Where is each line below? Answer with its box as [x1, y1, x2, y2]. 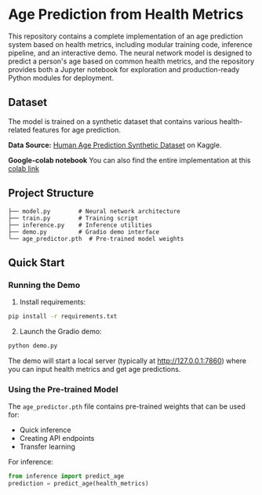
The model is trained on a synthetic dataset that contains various [8, 116, 218, 126]
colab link [8, 163, 39, 173]
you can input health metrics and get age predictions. [8, 365, 181, 373]
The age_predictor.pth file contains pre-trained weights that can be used [8, 402, 246, 411]
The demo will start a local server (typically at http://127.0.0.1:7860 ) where [8, 356, 247, 366]
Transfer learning [19, 442, 76, 452]
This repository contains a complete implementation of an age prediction [8, 31, 243, 41]
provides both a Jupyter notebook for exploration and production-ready [8, 64, 240, 74]
